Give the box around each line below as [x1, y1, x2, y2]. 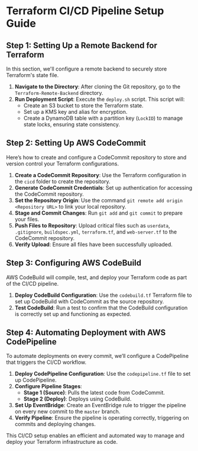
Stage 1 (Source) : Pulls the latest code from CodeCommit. [23, 389, 165, 396]
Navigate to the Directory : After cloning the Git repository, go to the [14, 83, 181, 90]
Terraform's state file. [6, 72, 59, 78]
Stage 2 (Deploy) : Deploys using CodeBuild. [23, 395, 132, 402]
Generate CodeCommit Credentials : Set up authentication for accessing [14, 184, 193, 191]
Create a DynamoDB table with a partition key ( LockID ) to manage [23, 114, 183, 121]
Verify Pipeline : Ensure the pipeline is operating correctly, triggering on [14, 414, 189, 421]
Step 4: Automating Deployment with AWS [6, 328, 166, 338]
